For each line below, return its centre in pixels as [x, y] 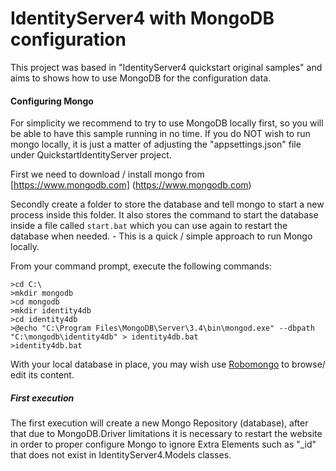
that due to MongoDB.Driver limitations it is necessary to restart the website [166, 434]
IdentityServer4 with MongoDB [142, 18]
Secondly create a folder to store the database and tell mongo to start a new [167, 204]
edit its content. [42, 375]
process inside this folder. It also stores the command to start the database [164, 215]
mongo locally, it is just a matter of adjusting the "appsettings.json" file [156, 144]
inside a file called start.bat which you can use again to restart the [149, 226]
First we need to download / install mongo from [107, 174]
